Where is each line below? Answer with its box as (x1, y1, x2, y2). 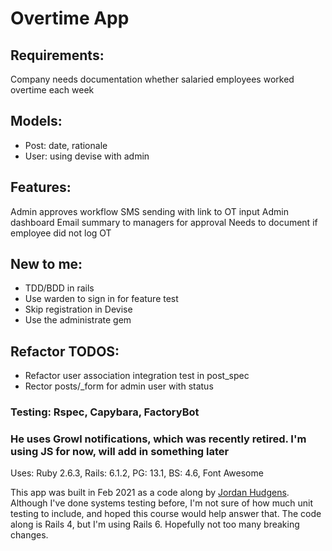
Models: (10, 113, 63, 130)
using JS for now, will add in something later (10, 445, 230, 459)
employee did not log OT (10, 227, 112, 239)
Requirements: (10, 47, 105, 64)
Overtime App (10, 7, 130, 30)
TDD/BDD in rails (24, 282, 95, 294)
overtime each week (10, 84, 95, 96)
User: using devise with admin (24, 150, 150, 162)
